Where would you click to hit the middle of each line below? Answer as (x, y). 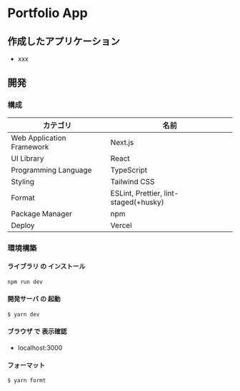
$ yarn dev (24, 314)
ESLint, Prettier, (136, 193)
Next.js (122, 142)
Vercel (121, 225)
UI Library (27, 158)
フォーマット (26, 365)
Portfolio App (47, 13)
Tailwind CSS (132, 181)
